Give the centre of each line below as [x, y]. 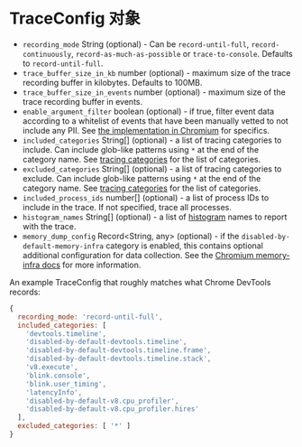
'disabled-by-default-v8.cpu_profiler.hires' [113, 409]
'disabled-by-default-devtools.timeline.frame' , [119, 350]
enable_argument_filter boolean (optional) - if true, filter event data [148, 111]
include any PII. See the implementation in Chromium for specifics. [146, 130]
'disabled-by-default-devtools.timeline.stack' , [119, 359]
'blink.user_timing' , [66, 384]
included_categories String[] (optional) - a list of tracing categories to [152, 140]
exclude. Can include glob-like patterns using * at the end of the [142, 178]
